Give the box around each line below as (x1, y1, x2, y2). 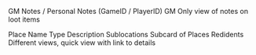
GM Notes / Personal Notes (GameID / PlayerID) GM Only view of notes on (8, 7, 249, 15)
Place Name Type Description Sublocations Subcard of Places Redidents (8, 30, 244, 39)
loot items (8, 15, 41, 24)
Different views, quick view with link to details (8, 38, 155, 47)
